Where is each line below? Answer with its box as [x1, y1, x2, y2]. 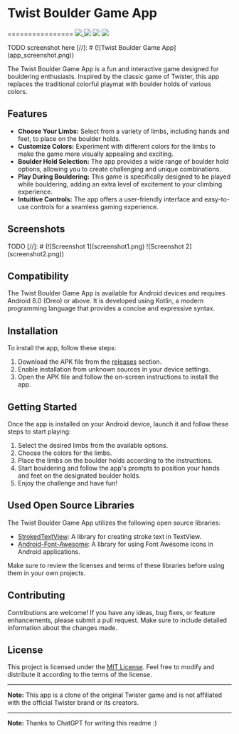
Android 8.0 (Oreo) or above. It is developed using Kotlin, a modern [7, 297, 204, 305]
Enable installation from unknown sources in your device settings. [17, 365, 211, 374]
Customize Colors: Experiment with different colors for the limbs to [17, 142, 216, 150]
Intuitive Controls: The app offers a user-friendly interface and [17, 194, 203, 204]
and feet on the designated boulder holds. [17, 471, 141, 480]
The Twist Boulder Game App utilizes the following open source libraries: [7, 518, 221, 527]
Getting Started [7, 401, 78, 413]
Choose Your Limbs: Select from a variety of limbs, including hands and [17, 127, 230, 135]
